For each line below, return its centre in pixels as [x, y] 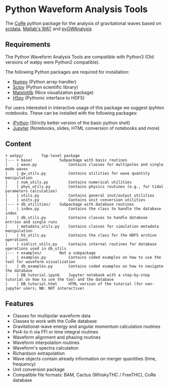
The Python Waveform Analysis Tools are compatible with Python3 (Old [79, 57]
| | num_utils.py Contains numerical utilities [69, 182]
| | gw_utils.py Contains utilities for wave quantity [78, 173]
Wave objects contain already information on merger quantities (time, [84, 359]
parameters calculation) [31, 191]
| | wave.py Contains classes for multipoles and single [84, 164]
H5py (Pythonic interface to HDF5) [48, 98]
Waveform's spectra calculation [46, 348]
